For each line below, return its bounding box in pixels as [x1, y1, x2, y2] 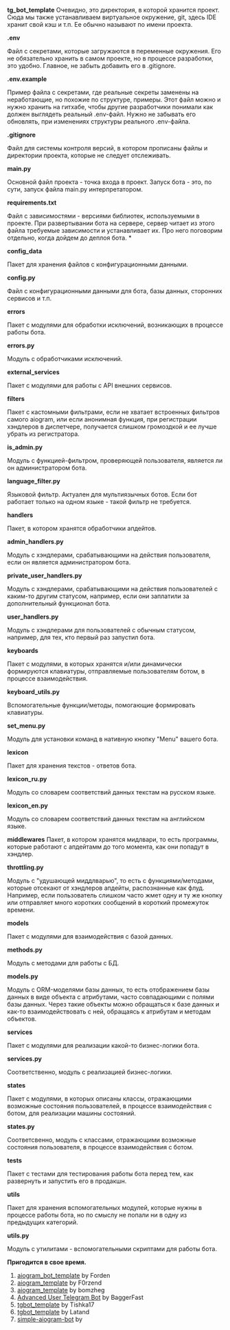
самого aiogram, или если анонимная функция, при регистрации [7, 415, 197, 423]
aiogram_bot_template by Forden [16, 1272, 111, 1279]
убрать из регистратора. [7, 430, 80, 438]
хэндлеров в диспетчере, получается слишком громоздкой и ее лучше [7, 422, 218, 431]
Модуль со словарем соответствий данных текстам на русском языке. [7, 788, 216, 796]
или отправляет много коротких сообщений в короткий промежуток [7, 899, 209, 906]
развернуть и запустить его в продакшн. [7, 1177, 127, 1185]
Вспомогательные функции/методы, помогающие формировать [7, 701, 196, 709]
